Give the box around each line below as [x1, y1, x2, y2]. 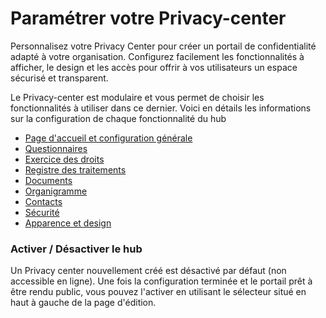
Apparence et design [24, 217, 112, 229]
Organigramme [24, 185, 88, 197]
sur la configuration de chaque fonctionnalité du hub [10, 112, 227, 124]
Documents [24, 174, 73, 186]
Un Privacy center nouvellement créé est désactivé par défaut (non [10, 265, 287, 277]
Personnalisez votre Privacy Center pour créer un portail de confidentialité [10, 40, 317, 52]
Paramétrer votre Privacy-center [10, 7, 287, 30]
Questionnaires [24, 142, 88, 154]
